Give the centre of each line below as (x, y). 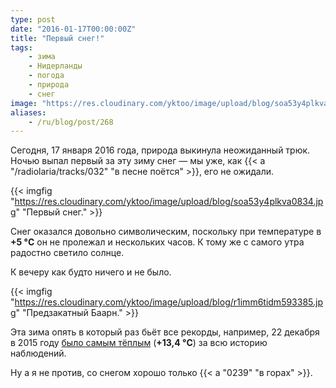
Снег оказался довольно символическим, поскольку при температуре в (166, 232)
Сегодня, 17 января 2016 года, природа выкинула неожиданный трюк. (160, 150)
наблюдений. (38, 353)
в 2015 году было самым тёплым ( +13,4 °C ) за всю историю (139, 343)
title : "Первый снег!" (57, 38)
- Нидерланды (55, 66)
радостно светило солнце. (67, 253)
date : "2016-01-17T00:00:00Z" (73, 29)
